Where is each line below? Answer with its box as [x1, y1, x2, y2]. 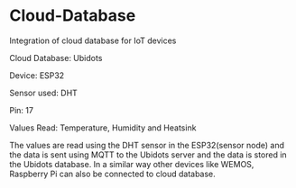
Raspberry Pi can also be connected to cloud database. [9, 168, 217, 179]
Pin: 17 [9, 104, 34, 115]
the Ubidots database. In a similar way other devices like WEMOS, [9, 158, 254, 169]
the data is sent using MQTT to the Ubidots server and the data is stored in [9, 149, 287, 160]
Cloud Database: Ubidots [9, 52, 103, 63]
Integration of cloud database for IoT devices [9, 35, 177, 46]
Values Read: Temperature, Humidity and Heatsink [9, 122, 197, 133]
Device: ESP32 [9, 69, 65, 81]
